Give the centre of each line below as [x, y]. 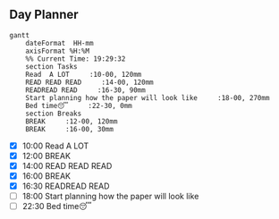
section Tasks [51, 66]
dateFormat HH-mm [59, 43]
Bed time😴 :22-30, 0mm [79, 105]
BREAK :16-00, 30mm [70, 129]
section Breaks [54, 114]
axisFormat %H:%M [58, 51]
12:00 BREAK [46, 156]
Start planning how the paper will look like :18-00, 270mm [148, 97]
